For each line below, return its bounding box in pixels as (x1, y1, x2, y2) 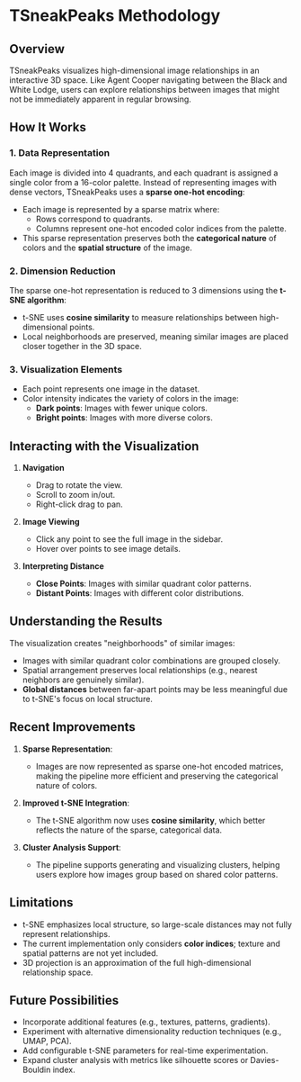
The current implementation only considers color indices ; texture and (22, 938, 281, 949)
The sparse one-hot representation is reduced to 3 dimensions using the (9, 284, 279, 295)
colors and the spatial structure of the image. (22, 242, 193, 253)
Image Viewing (22, 517, 80, 527)
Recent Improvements (9, 719, 137, 735)
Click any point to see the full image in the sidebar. (35, 534, 223, 545)
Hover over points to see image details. (35, 544, 181, 555)
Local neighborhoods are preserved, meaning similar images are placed (22, 330, 289, 342)
